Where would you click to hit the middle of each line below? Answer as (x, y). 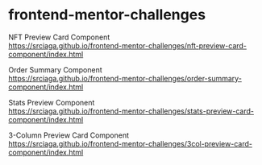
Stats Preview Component (52, 102)
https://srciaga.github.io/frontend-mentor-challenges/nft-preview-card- (128, 45)
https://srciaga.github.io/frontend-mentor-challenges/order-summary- (125, 78)
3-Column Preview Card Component (69, 135)
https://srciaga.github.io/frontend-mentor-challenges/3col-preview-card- (130, 143)
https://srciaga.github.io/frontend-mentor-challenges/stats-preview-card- (131, 111)
